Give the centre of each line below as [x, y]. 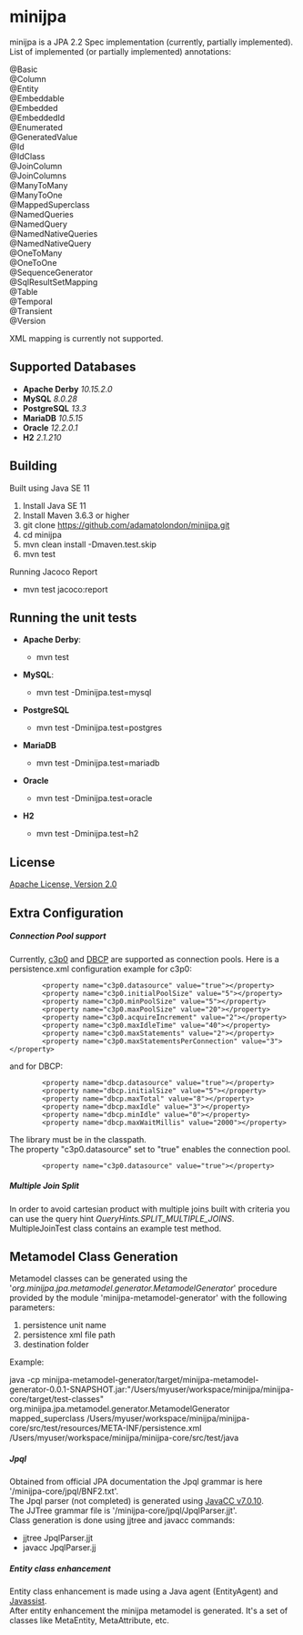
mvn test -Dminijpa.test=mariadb [98, 763]
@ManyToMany [39, 185]
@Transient [31, 310]
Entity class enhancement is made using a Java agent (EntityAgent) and [144, 1591]
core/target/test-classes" [57, 1399]
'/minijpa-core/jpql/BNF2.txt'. [64, 1491]
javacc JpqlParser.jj [59, 1548]
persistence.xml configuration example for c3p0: [101, 969]
